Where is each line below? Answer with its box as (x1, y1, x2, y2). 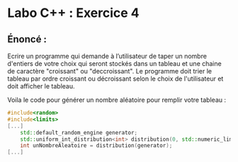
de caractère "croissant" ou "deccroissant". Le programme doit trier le (7, 67, 212, 75)
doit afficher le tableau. (7, 82, 76, 90)
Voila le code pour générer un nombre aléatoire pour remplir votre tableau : (7, 96, 227, 104)
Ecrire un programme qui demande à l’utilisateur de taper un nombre (7, 52, 208, 60)
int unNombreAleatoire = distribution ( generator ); (20, 142, 173, 149)
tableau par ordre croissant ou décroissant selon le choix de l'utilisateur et (7, 74, 224, 83)
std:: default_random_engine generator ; (20, 129, 138, 136)
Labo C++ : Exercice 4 (7, 5, 140, 21)
